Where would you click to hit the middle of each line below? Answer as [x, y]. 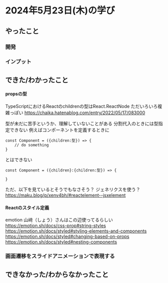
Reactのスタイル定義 [27, 207]
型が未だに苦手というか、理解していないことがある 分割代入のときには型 [82, 124]
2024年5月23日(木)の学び [60, 10]
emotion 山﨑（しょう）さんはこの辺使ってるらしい [59, 220]
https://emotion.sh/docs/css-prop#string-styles [56, 226]
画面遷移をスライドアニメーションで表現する [60, 256]
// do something [32, 145]
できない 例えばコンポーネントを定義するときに [59, 130]
